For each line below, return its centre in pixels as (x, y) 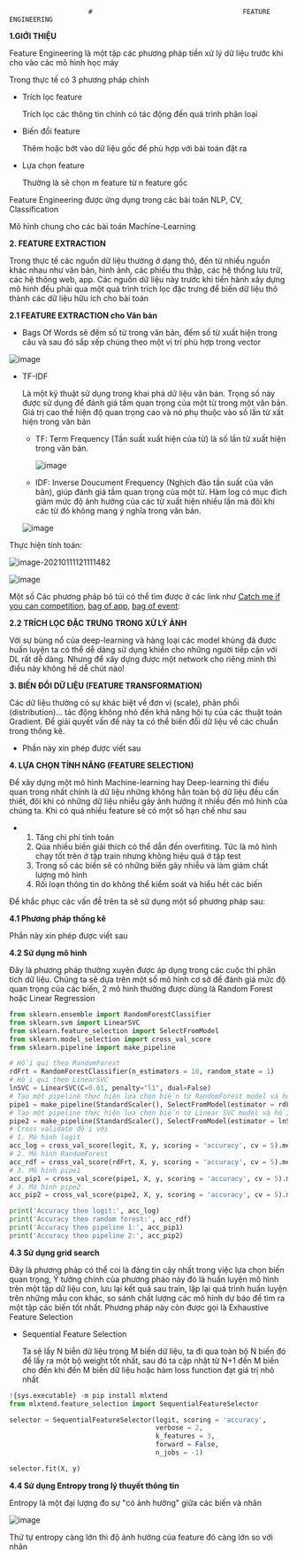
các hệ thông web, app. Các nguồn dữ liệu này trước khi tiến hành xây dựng (147, 279)
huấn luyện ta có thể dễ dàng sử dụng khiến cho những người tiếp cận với (143, 649)
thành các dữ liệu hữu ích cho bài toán (79, 298)
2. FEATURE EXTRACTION (57, 243)
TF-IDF (35, 376)
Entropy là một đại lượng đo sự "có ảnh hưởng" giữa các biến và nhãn (136, 1502)
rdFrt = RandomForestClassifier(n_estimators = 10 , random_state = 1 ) (142, 1072)
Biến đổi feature (51, 131)
